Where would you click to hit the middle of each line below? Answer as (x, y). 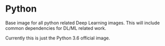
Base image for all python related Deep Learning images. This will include (82, 23)
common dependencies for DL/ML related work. (56, 28)
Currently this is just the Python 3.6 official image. (58, 38)
